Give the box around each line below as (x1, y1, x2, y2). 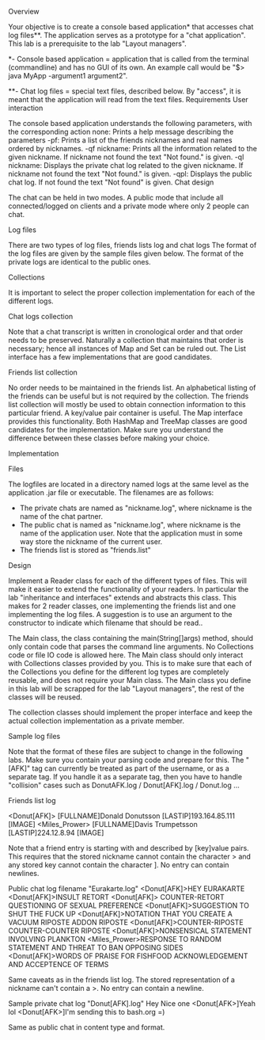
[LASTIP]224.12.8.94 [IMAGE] (8, 828, 104, 837)
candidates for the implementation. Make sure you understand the (8, 425, 224, 434)
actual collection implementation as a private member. (8, 716, 184, 726)
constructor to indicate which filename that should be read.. (8, 618, 203, 627)
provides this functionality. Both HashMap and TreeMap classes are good (8, 417, 248, 426)
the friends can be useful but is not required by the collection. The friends (8, 391, 249, 401)
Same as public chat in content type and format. (8, 1023, 165, 1032)
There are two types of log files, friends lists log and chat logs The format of (8, 241, 257, 250)
